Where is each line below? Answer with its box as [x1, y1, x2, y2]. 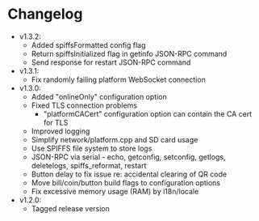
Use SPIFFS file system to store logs [31, 143, 152, 153]
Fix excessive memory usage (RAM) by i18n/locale [31, 186, 199, 196]
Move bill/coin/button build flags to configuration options [31, 177, 221, 187]
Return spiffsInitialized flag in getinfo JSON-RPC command [31, 49, 228, 58]
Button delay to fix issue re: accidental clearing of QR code [31, 169, 228, 179]
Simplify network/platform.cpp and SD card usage [31, 134, 198, 144]
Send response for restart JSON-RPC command [31, 57, 191, 67]
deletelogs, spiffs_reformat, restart [31, 160, 147, 170]
